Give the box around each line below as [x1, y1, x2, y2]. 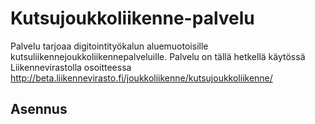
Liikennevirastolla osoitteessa [10, 61, 132, 73]
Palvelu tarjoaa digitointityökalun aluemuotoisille [10, 40, 209, 52]
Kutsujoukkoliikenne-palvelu [10, 7, 255, 30]
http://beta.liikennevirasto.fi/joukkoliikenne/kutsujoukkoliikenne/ [10, 72, 273, 84]
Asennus [10, 101, 68, 118]
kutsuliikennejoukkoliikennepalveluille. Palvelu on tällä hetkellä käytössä [10, 50, 306, 62]
